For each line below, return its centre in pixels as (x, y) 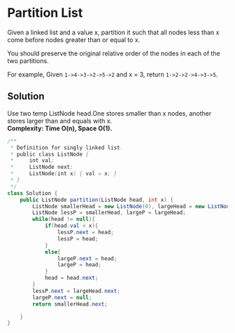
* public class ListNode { (50, 154)
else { (52, 252)
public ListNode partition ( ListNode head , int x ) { (97, 200)
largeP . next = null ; (62, 297)
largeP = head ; (79, 265)
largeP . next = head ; (87, 258)
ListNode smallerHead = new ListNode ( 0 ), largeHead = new (119, 206)
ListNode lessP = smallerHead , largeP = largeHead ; (109, 213)
